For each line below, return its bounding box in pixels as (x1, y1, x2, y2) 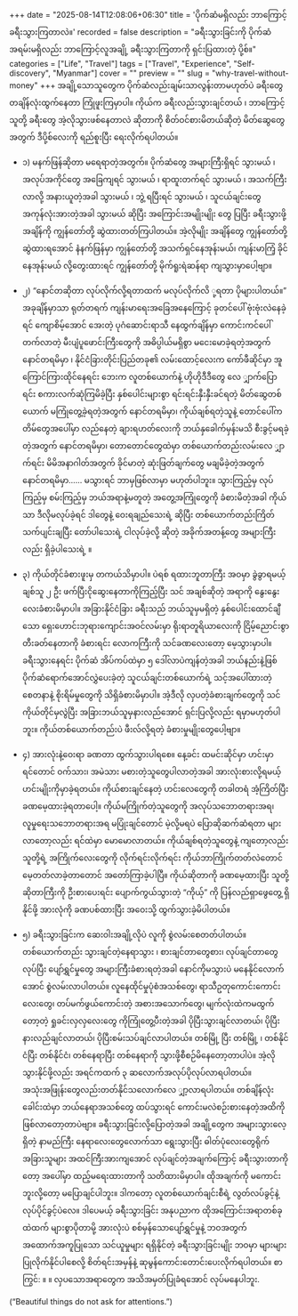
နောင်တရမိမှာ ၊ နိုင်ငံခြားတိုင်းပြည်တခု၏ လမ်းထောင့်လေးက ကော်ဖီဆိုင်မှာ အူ (21, 354, 283, 365)
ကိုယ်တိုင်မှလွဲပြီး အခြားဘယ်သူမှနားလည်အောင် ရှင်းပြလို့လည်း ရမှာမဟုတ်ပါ (21, 706, 281, 717)
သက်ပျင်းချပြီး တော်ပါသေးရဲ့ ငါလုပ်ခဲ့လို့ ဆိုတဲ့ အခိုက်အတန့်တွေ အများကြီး (21, 527, 277, 537)
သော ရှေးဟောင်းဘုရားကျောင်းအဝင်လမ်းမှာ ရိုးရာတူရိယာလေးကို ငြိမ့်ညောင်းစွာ (21, 621, 290, 631)
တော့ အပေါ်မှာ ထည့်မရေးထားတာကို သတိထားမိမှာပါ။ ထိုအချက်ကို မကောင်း (21, 1171, 282, 1181)
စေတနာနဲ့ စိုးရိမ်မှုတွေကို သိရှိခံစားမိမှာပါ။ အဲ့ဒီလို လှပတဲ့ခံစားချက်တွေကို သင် (21, 690, 281, 700)
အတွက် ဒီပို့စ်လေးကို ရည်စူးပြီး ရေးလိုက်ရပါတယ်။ (9, 132, 179, 142)
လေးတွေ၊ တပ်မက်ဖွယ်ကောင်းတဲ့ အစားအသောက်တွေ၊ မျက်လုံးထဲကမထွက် (21, 998, 275, 1008)
